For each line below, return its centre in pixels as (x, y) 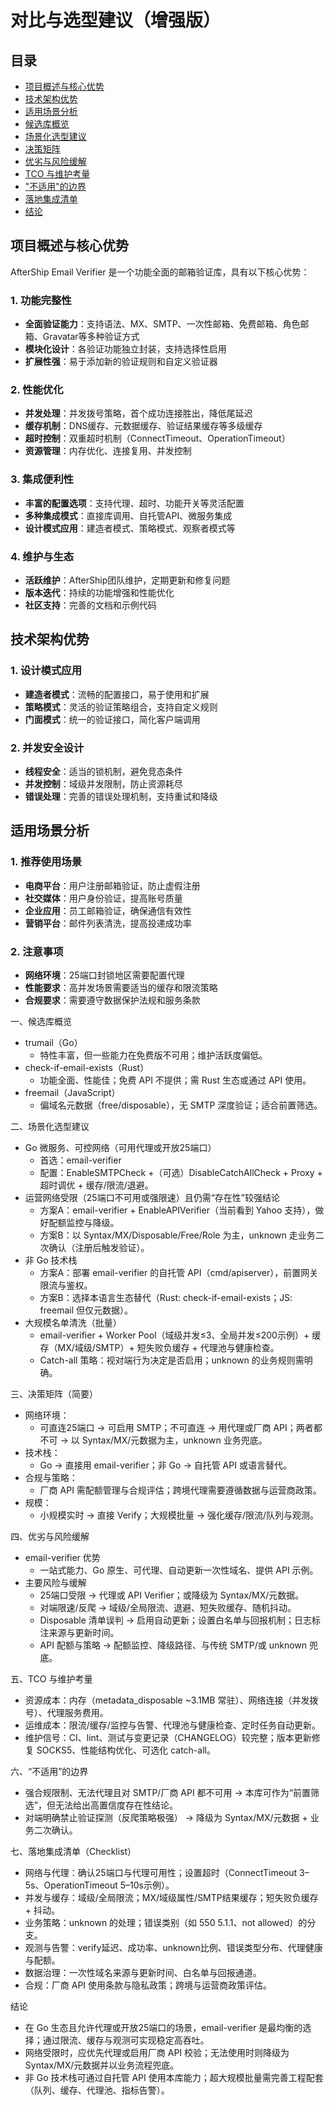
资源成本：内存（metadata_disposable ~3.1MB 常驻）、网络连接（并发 (167, 1700)
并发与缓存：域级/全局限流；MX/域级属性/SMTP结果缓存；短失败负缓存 (171, 1897)
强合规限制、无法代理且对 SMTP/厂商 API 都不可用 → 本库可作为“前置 (168, 1792)
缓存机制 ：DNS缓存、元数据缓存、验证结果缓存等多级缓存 (143, 426)
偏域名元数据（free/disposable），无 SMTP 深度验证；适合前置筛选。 (181, 1105)
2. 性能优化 (37, 390)
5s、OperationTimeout (71, 1885)
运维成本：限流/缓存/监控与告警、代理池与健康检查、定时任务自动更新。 (172, 1725)
